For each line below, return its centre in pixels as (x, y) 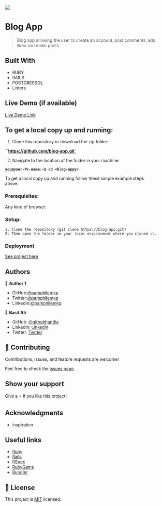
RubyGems (23, 467)
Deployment (20, 246)
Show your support (35, 384)
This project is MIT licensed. (33, 499)
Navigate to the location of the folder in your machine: (66, 161)
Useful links (23, 440)
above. (12, 184)
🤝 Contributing (28, 347)
